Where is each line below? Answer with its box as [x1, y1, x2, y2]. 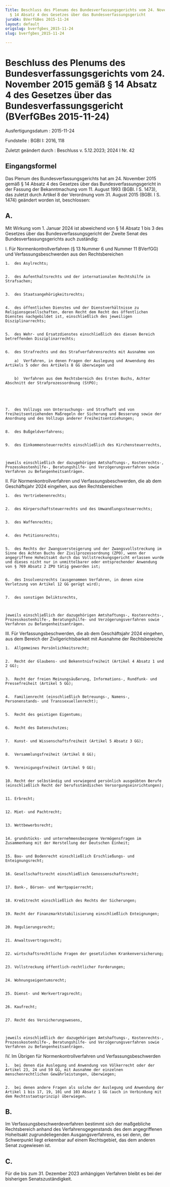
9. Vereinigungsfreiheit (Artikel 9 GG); [5, 765, 96, 770]
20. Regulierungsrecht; [5, 924, 56, 929]
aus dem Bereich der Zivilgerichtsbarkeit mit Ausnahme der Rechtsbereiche [5, 636, 163, 642]
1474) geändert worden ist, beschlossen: [5, 197, 91, 203]
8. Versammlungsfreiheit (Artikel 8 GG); [5, 752, 96, 757]
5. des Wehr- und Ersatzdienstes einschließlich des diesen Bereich [5, 332, 155, 337]
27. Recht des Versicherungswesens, [5, 1017, 82, 1022]
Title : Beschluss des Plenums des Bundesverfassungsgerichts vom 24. [5, 7, 155, 13]
